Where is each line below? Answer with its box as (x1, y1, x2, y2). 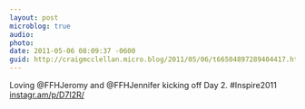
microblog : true (9, 22, 71, 31)
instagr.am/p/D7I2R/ (9, 89, 84, 100)
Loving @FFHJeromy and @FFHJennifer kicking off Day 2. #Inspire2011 (9, 80, 277, 90)
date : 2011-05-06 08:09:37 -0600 (9, 47, 136, 56)
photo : (9, 38, 34, 48)
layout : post (9, 13, 59, 23)
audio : (9, 30, 34, 39)
